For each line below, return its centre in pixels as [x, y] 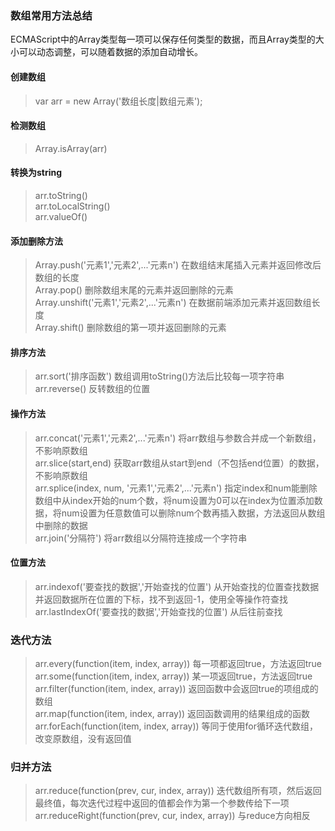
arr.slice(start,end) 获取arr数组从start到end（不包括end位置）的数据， [179, 463]
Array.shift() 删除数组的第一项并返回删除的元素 [130, 328]
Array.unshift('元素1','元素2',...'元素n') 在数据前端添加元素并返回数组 [173, 303]
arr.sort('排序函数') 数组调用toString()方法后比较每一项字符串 [159, 376]
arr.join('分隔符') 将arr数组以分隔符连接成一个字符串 [141, 538]
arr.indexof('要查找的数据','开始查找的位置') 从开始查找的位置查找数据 [177, 586]
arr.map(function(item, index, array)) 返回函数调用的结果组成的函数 [172, 714]
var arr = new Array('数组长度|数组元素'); [118, 101]
